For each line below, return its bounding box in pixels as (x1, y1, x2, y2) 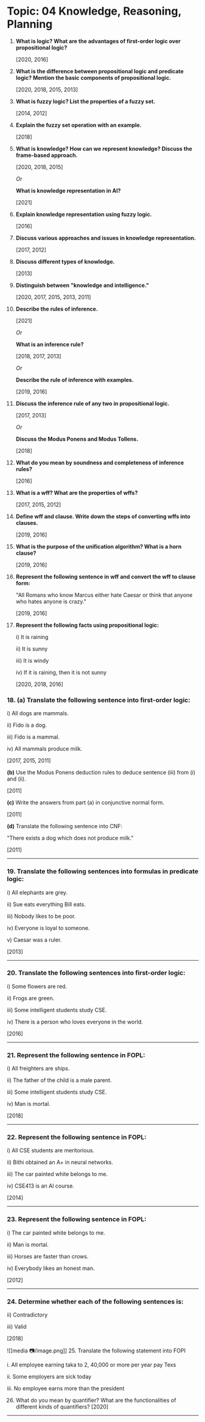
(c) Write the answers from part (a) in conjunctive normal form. (7, 799, 165, 806)
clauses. (15, 519, 38, 526)
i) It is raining (15, 633, 49, 640)
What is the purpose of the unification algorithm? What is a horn (15, 543, 182, 550)
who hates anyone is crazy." (15, 597, 87, 605)
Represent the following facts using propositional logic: (15, 621, 159, 629)
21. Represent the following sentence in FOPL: (7, 1051, 145, 1059)
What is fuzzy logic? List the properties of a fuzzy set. (15, 98, 156, 105)
